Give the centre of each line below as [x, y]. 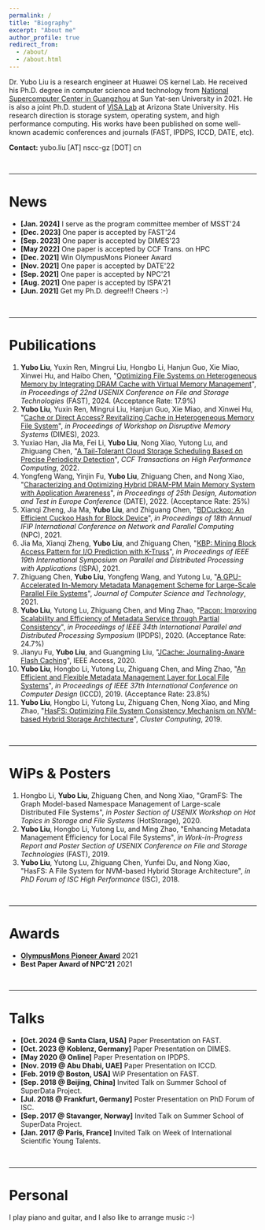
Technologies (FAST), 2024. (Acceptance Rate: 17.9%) [108, 401]
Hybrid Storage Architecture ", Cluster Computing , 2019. [132, 719]
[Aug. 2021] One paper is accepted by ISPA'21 [96, 282]
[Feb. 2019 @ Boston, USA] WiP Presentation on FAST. [110, 1074]
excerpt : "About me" [43, 30]
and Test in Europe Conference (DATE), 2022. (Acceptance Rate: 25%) [135, 501]
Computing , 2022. [50, 468]
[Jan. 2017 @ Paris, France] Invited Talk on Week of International [126, 1132]
